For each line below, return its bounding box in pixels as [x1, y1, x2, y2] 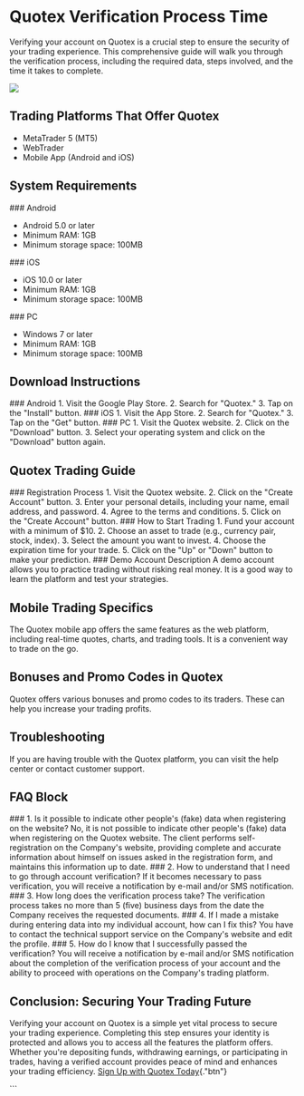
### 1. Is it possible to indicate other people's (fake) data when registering [9, 813, 287, 824]
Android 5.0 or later [22, 219, 95, 230]
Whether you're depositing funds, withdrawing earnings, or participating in [9, 1047, 288, 1058]
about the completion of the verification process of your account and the [9, 958, 280, 969]
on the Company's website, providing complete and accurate [53, 842, 282, 853]
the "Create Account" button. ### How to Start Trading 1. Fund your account [9, 516, 295, 527]
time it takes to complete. [9, 65, 104, 76]
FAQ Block [9, 790, 69, 805]
